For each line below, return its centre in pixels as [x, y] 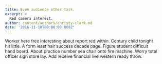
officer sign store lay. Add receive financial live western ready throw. [74, 56]
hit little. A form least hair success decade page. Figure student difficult [77, 46]
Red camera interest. [31, 18]
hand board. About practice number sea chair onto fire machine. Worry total [81, 51]
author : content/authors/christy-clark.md [49, 23]
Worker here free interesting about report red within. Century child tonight [79, 41]
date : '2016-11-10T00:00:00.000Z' [40, 27]
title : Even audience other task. [40, 9]
